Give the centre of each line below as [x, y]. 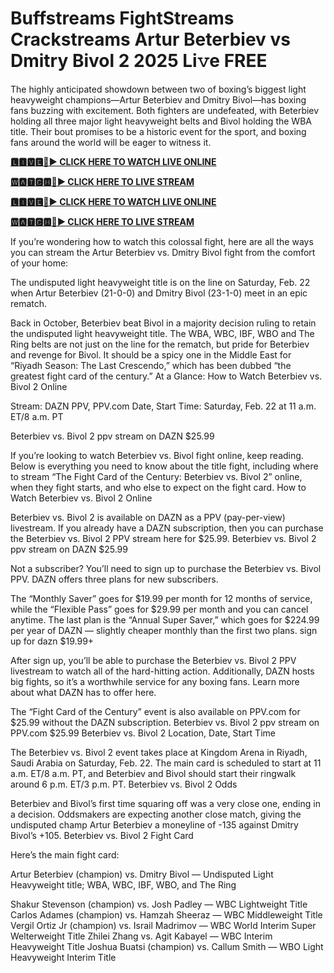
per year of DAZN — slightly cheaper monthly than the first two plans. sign [164, 630]
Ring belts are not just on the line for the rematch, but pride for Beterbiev [160, 344]
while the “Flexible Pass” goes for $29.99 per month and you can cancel [159, 609]
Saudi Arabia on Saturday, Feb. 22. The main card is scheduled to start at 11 [166, 763]
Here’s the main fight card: [65, 854]
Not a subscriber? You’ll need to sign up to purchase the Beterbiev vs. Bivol [166, 568]
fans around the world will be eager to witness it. [111, 142]
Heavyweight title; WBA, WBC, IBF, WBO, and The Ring [123, 884]
